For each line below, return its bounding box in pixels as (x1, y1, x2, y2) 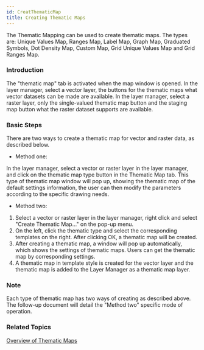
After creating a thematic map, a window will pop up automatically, (15, 240, 183, 247)
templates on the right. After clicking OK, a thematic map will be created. (15, 234, 198, 241)
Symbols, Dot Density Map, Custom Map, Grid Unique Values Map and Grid (6, 44, 195, 52)
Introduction (6, 66, 44, 74)
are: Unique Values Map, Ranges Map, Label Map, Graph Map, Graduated (6, 38, 191, 45)
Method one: (15, 153, 47, 160)
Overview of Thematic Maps (6, 337, 78, 344)
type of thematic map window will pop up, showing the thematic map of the (6, 178, 196, 185)
